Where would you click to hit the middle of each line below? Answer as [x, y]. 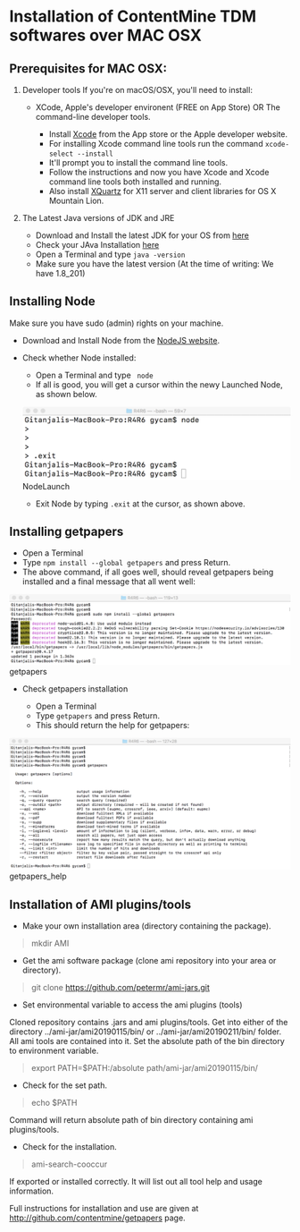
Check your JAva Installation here [97, 245]
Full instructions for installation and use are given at [104, 1208]
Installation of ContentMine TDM [133, 17]
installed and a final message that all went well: [109, 582]
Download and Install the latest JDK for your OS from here [142, 235]
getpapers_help [38, 876]
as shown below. [66, 394]
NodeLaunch [46, 486]
